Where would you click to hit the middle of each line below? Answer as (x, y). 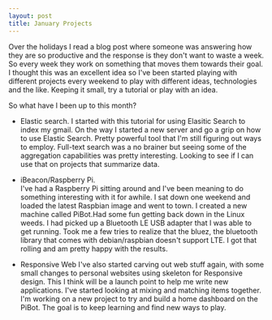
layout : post (30, 16)
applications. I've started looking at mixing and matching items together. (140, 290)
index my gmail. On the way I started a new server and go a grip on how (140, 130)
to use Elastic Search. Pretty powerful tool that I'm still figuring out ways (141, 138)
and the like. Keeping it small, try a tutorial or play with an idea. (113, 89)
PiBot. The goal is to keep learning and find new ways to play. (123, 307)
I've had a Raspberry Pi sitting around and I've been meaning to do (132, 188)
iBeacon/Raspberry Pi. (58, 180)
